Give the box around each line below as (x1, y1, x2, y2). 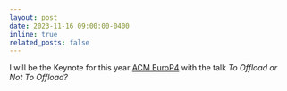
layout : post (9, 12, 58, 22)
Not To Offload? (9, 72, 69, 83)
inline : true (9, 29, 58, 38)
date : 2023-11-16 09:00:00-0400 (9, 21, 130, 30)
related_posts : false (9, 37, 90, 47)
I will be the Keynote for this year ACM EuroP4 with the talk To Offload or (9, 62, 278, 73)
